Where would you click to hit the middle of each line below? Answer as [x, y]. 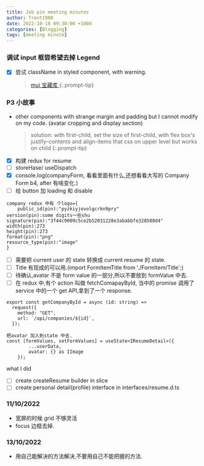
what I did [19, 369]
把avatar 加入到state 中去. [39, 336]
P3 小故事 [21, 103]
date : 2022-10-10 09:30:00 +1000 [49, 23]
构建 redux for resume [43, 160]
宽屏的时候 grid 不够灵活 [46, 418]
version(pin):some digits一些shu [48, 216]
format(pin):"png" [30, 237]
